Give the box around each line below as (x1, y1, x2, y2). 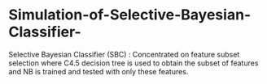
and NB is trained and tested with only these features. (8, 66, 189, 76)
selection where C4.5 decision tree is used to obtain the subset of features (8, 58, 259, 68)
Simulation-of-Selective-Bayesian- (8, 6, 252, 24)
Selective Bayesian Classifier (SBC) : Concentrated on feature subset (8, 49, 240, 59)
